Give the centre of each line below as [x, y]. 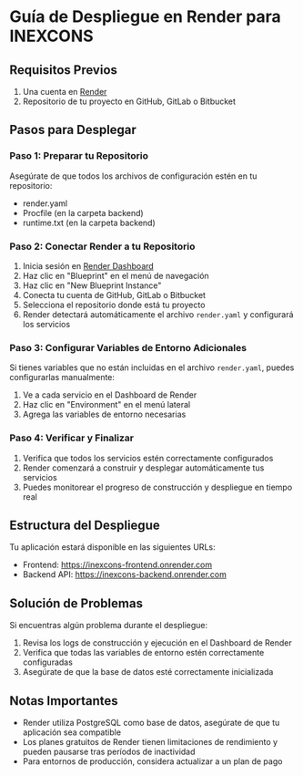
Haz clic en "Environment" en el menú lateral [106, 405]
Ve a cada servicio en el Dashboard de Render [110, 395]
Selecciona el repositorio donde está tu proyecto [114, 305]
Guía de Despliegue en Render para [146, 17]
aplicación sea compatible [71, 732]
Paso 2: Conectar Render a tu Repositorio [102, 246]
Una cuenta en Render [65, 92]
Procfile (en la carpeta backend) [83, 212]
